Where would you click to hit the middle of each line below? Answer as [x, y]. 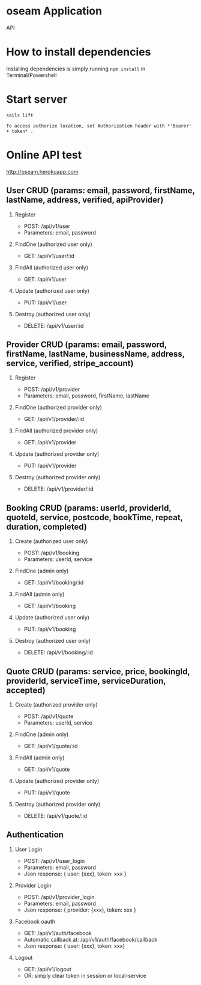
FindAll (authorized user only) [52, 267]
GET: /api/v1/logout [48, 969]
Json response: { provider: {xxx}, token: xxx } [80, 910]
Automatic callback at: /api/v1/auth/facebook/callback [91, 939]
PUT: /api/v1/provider [50, 466]
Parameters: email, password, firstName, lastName [87, 396]
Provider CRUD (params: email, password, [86, 344]
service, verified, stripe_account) [70, 363]
